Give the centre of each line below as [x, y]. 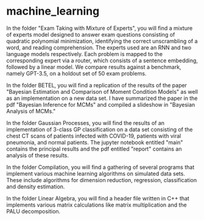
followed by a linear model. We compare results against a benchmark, [94, 67]
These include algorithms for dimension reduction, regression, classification [101, 180]
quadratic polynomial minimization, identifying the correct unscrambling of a [102, 41]
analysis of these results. [37, 155]
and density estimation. [36, 186]
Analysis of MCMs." [31, 111]
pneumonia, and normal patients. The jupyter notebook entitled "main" [95, 142]
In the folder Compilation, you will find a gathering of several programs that [100, 167]
